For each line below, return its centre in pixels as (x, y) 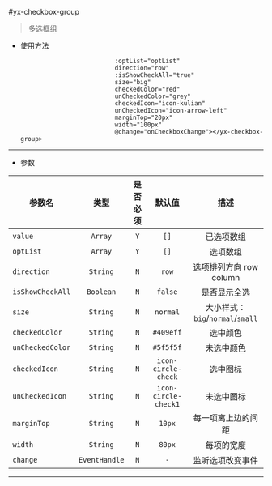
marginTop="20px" (144, 117)
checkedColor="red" (147, 89)
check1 (168, 404)
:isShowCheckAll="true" (155, 75)
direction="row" (142, 68)
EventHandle (101, 460)
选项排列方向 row (226, 267)
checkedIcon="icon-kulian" (160, 104)
